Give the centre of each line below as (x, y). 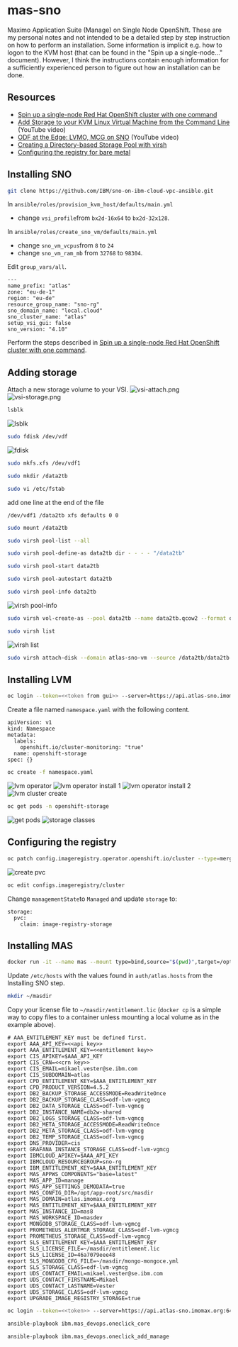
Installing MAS (40, 946)
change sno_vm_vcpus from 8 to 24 (66, 245)
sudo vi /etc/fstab (36, 489)
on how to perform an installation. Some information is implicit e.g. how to (115, 45)
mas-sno (34, 10)
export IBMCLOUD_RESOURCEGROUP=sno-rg (64, 1162)
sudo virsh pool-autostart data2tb (60, 579)
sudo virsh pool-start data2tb (53, 566)
